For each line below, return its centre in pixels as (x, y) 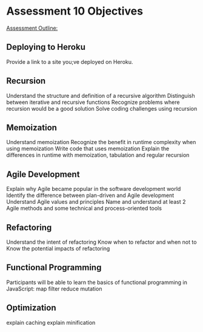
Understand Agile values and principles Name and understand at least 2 (96, 202)
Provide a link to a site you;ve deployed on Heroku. (70, 61)
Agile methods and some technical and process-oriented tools (84, 209)
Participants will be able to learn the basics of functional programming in (97, 282)
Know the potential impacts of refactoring (58, 248)
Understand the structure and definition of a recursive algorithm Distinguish (101, 95)
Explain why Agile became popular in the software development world (94, 189)
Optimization (31, 308)
